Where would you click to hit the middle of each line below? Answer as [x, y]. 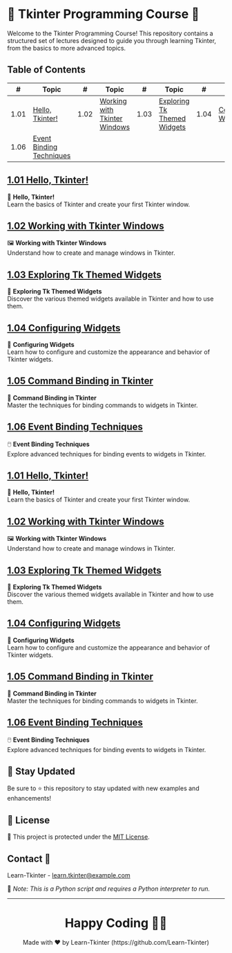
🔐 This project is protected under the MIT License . [78, 837]
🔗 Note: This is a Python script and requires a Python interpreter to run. [109, 889]
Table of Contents [47, 70]
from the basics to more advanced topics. [67, 48]
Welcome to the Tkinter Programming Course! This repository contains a [110, 33]
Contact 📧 [29, 858]
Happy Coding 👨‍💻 [116, 923]
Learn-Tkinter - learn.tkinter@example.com [69, 875]
